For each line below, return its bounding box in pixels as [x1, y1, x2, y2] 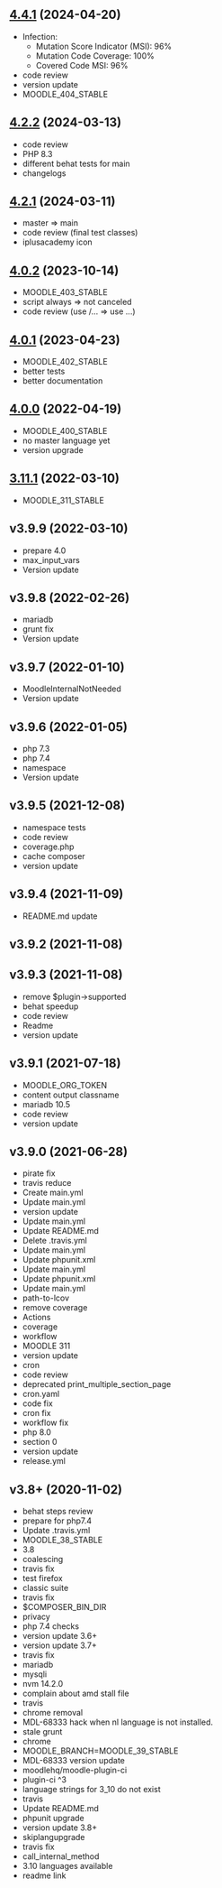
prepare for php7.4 [22, 1515, 93, 1526]
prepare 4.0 [22, 545, 67, 556]
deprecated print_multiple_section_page [22, 1379, 172, 1390]
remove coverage [22, 1302, 88, 1313]
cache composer [22, 850, 85, 861]
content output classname [22, 1089, 120, 1100]
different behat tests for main [22, 158, 130, 169]
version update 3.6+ [22, 1631, 97, 1642]
